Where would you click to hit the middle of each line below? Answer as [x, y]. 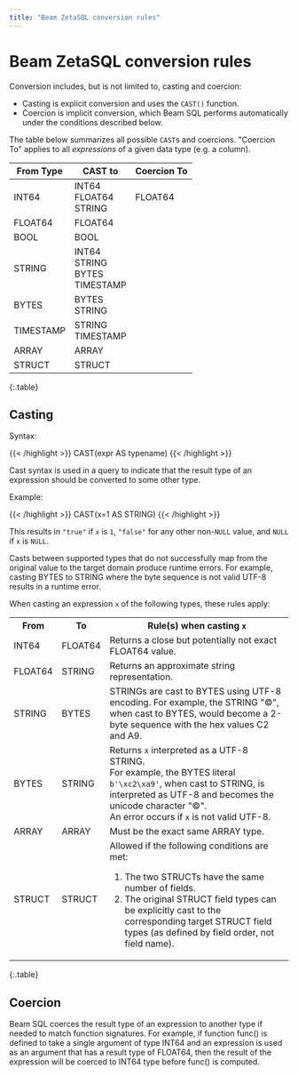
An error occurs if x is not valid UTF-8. [190, 817]
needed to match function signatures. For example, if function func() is [138, 1033]
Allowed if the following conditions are [189, 846]
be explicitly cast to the [173, 911]
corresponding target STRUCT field [198, 921]
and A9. [126, 736]
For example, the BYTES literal [173, 773]
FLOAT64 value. [143, 652]
